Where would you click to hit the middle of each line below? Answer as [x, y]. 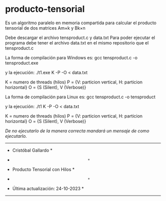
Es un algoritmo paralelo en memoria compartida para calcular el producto [81, 23]
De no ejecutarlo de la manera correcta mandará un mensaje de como [77, 131]
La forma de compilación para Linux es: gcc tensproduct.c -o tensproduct [80, 97]
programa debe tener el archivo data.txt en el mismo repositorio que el [77, 42]
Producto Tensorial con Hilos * [43, 169]
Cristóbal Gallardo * [32, 150]
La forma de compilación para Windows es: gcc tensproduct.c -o [71, 57]
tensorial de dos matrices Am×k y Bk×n [45, 28]
